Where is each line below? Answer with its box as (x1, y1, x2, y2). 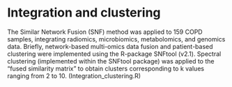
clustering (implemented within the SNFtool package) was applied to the (7, 57, 215, 65)
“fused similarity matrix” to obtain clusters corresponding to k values (7, 64, 204, 72)
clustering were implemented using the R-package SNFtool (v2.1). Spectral (7, 50, 222, 58)
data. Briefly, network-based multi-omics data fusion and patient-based (7, 42, 214, 50)
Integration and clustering (7, 5, 162, 21)
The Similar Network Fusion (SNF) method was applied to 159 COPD (7, 28, 203, 36)
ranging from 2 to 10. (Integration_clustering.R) (7, 71, 141, 80)
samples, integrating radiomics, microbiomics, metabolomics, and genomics (7, 35, 226, 43)
